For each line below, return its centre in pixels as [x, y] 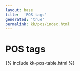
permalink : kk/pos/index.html [38, 24]
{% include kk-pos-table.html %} [40, 63]
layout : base [19, 10]
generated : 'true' [25, 19]
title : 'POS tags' [26, 15]
